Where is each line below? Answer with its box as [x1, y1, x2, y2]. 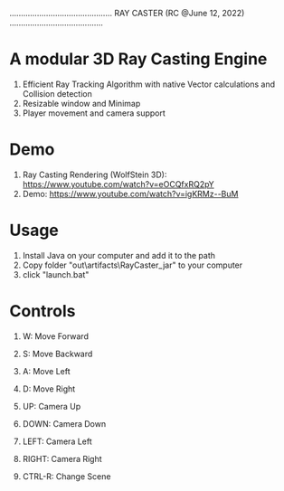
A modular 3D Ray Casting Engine [9, 49, 268, 70]
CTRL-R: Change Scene [22, 470, 111, 482]
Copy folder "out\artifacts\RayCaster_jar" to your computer [22, 260, 243, 270]
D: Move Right [22, 383, 76, 394]
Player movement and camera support [22, 108, 166, 118]
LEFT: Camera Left [22, 436, 92, 447]
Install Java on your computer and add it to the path [22, 250, 215, 260]
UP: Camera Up [22, 401, 81, 411]
